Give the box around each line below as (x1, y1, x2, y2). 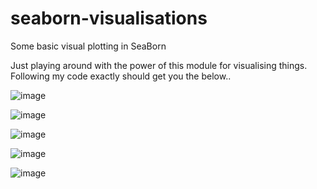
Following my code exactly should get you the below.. (10, 70, 232, 82)
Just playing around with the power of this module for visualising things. (10, 59, 308, 71)
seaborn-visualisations (10, 7, 208, 30)
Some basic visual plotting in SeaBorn (10, 40, 167, 52)
